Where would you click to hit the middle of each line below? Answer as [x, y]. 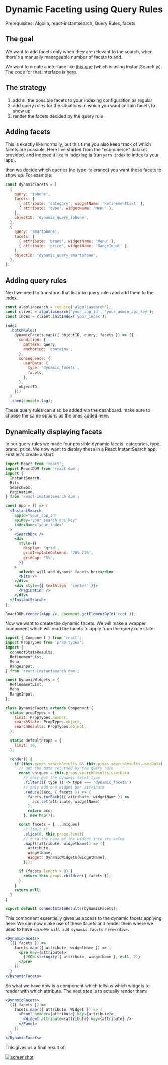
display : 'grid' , [41, 548]
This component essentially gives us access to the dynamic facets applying [83, 918]
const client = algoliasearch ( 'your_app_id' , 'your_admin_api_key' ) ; [80, 312]
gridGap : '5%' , [39, 558]
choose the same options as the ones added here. [57, 416]
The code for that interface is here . [41, 72]
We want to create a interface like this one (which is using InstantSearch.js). [84, 66]
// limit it [36, 829]
